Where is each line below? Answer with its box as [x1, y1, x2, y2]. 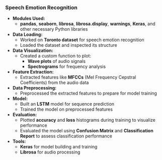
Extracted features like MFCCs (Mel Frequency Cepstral [20, 74, 136, 81]
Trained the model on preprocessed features [20, 106, 113, 112]
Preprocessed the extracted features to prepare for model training [20, 90, 157, 97]
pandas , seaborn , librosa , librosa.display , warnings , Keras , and [20, 21, 155, 27]
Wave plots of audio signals [27, 58, 86, 64]
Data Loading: [12, 32, 43, 38]
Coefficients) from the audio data [20, 79, 89, 86]
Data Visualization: [12, 47, 54, 54]
